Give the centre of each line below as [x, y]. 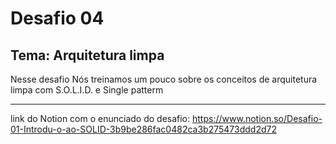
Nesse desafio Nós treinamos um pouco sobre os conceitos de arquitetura [164, 79]
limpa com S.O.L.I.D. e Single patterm [87, 90]
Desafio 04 [57, 18]
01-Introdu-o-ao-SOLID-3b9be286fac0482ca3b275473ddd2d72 [143, 129]
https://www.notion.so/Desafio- [257, 118]
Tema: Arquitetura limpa [87, 55]
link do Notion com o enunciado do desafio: [100, 118]
